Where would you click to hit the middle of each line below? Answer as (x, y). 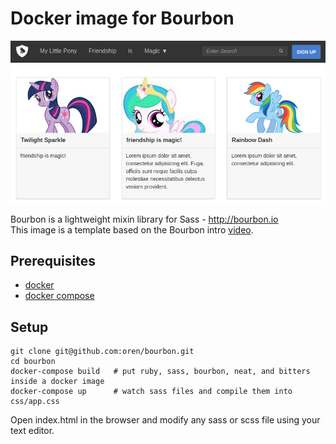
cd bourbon (33, 362)
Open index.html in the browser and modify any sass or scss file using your (165, 420)
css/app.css (35, 402)
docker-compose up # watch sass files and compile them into (151, 392)
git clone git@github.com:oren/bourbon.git (102, 352)
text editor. (32, 431)
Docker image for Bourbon (122, 18)
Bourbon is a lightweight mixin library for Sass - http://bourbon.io (144, 219)
